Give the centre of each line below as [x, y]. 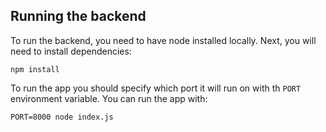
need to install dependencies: [71, 51]
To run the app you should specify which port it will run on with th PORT [156, 88]
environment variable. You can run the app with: [109, 98]
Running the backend [78, 16]
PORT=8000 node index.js [62, 117]
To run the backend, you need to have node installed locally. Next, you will [163, 40]
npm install [35, 69]
